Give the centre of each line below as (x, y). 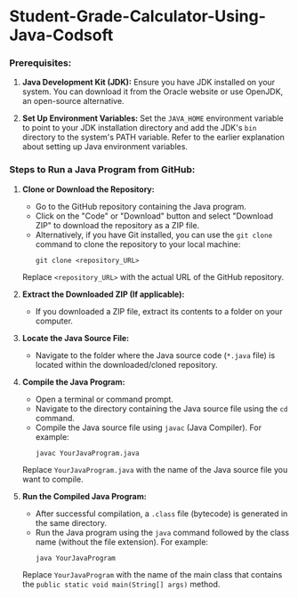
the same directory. (71, 522)
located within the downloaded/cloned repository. (126, 364)
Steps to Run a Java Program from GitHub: (102, 170)
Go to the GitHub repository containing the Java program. (141, 206)
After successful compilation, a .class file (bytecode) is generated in (161, 514)
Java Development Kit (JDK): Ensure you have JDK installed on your (149, 83)
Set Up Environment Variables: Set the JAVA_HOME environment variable (153, 118)
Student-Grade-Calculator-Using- (138, 16)
